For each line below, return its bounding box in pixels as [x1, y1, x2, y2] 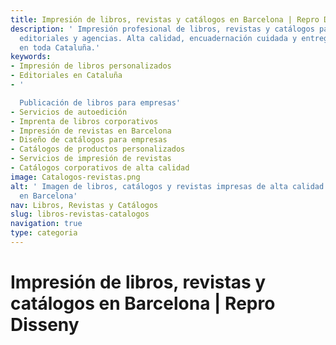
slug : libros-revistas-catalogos [10, 209, 150, 220]
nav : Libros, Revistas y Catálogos [10, 200, 159, 210]
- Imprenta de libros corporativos [10, 116, 159, 126]
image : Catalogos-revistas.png [10, 172, 141, 182]
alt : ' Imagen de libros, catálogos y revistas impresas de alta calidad [10, 181, 325, 191]
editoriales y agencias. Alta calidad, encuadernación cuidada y [19, 33, 298, 43]
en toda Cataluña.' [19, 42, 101, 53]
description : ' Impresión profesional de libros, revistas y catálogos [10, 24, 315, 34]
